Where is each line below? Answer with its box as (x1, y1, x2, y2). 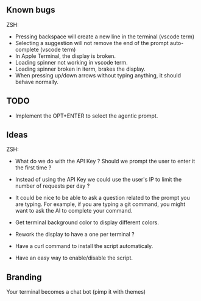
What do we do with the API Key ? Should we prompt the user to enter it (15, 158, 196, 165)
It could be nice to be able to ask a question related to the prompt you (15, 194, 191, 202)
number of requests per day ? (15, 182, 90, 189)
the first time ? (15, 164, 52, 171)
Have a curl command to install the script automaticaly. (15, 243, 153, 250)
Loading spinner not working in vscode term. (15, 58, 128, 66)
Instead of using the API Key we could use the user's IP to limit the (15, 176, 182, 183)
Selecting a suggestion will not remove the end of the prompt (15, 39, 169, 46)
